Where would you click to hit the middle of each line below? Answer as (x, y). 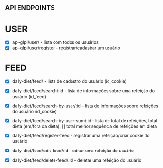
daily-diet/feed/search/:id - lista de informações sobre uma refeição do (83, 91)
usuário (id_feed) (29, 96)
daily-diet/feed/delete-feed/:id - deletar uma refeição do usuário (77, 160)
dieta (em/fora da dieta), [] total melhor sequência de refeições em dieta (84, 126)
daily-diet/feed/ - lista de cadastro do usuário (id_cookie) (69, 81)
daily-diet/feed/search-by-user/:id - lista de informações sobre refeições (85, 106)
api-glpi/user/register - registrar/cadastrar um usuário (66, 48)
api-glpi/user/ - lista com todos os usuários (55, 42)
